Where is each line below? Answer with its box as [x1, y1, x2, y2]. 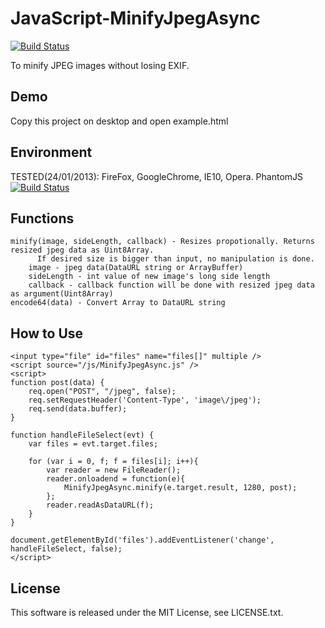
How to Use [10, 325, 84, 342]
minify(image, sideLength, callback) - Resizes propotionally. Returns [10, 237, 315, 247]
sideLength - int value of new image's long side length [28, 272, 271, 282]
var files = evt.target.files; [28, 439, 159, 449]
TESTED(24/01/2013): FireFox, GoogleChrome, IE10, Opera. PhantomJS [10, 170, 304, 182]
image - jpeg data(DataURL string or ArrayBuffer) [28, 263, 244, 273]
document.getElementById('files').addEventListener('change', [10, 535, 275, 546]
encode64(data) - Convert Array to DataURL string [10, 298, 226, 308]
